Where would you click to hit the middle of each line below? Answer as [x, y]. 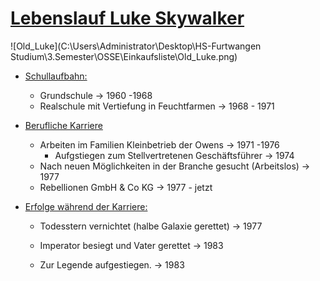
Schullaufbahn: [56, 76]
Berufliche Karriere [63, 125]
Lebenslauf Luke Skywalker [127, 18]
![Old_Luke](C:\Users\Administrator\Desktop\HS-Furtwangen [136, 46]
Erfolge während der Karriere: [86, 206]
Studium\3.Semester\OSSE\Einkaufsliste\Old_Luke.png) [124, 56]
